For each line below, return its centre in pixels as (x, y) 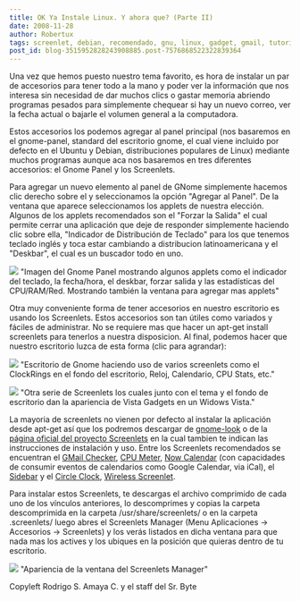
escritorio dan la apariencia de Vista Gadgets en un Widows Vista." (132, 402)
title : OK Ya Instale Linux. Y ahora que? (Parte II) (112, 17)
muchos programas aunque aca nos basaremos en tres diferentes (130, 160)
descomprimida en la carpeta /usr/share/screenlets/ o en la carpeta (133, 513)
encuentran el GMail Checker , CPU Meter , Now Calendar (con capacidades (147, 458)
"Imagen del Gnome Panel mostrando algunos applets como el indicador (154, 272)
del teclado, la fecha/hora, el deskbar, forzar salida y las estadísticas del (142, 282)
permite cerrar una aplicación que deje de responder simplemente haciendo (149, 225)
